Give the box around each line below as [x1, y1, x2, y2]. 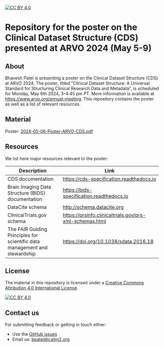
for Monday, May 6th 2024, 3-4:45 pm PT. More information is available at [5, 91, 155, 97]
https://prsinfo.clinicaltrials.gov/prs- [62, 211, 146, 218]
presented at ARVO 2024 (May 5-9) [5, 43, 152, 54]
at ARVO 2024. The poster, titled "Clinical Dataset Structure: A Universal [5, 80, 150, 86]
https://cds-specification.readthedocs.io [62, 175, 157, 182]
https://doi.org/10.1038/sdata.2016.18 [62, 238, 154, 245]
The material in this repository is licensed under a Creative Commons [5, 280, 144, 286]
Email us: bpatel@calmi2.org [12, 336, 70, 343]
